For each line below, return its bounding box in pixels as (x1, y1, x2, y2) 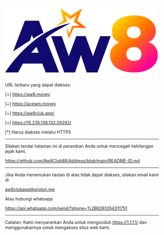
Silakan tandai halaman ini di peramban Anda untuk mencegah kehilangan (5, 143, 154, 149)
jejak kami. (5, 148, 27, 154)
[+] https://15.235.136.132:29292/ (5, 120, 72, 125)
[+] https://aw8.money (5, 92, 50, 97)
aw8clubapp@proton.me (5, 187, 55, 192)
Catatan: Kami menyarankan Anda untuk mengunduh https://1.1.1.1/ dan (5, 219, 147, 225)
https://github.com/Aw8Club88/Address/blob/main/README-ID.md (5, 158, 140, 163)
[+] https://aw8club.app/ (5, 110, 55, 116)
